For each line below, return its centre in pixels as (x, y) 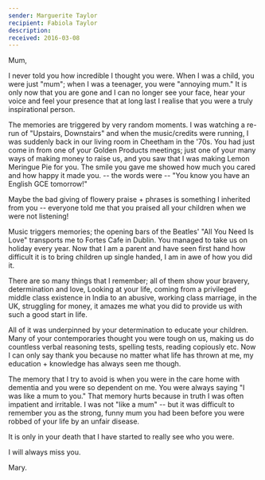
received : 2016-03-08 (44, 38)
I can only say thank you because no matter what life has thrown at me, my (131, 355)
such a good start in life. (48, 315)
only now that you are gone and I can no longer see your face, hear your (127, 93)
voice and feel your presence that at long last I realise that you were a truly (131, 101)
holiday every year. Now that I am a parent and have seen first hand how (127, 249)
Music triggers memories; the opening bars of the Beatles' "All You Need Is (131, 232)
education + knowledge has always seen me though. (95, 364)
